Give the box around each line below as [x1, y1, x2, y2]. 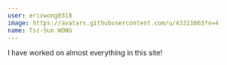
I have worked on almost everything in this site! [7, 48, 163, 58]
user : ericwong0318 [7, 11, 73, 20]
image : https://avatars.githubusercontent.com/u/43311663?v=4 [7, 19, 219, 27]
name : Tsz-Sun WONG [7, 26, 73, 34]
